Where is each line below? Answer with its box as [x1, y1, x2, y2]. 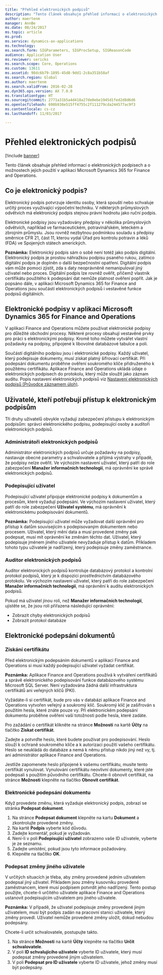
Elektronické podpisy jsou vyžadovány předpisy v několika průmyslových [5, 219, 151, 225]
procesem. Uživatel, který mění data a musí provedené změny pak [5, 529, 137, 535]
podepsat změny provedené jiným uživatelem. [12, 954, 104, 960]
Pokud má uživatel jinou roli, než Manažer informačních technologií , [5, 598, 143, 604]
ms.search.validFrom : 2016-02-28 [5, 84, 73, 89]
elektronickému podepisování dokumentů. [5, 509, 89, 515]
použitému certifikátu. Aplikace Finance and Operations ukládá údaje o [5, 366, 147, 372]
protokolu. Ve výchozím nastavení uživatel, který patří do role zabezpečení [5, 578, 154, 584]
